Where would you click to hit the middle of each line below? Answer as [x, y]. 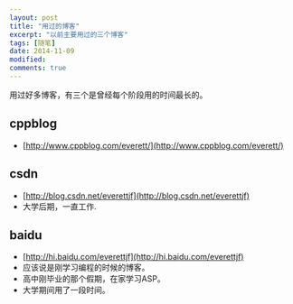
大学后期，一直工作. [59, 206]
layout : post [34, 18]
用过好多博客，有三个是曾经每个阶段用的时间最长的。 [109, 95]
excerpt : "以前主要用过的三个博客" [69, 34]
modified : [28, 60]
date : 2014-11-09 [42, 51]
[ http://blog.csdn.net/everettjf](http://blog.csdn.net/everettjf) [136, 196]
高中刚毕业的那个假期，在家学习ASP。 [94, 279]
